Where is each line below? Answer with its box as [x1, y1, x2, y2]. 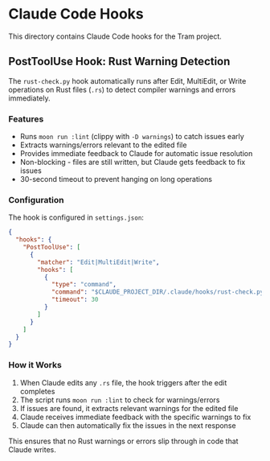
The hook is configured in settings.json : [8, 212, 145, 222]
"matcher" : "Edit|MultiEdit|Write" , [37, 258, 160, 266]
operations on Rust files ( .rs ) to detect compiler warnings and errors [8, 84, 236, 94]
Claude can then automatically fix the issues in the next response [19, 420, 236, 430]
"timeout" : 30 [51, 295, 99, 304]
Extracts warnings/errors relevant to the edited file [19, 140, 187, 150]
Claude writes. [8, 444, 56, 455]
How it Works [8, 360, 62, 371]
